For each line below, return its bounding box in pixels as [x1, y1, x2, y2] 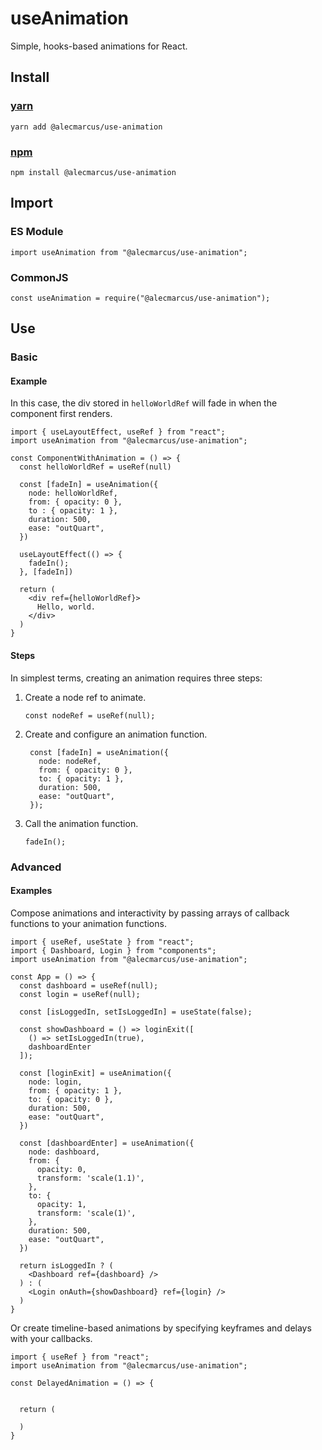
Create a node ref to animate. [24, 691, 147, 703]
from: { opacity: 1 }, [28, 1085, 123, 1096]
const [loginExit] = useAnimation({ [19, 1068, 172, 1078]
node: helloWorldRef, [28, 488, 118, 499]
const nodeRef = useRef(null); [24, 710, 156, 721]
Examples [10, 885, 53, 897]
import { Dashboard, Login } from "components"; [10, 945, 217, 956]
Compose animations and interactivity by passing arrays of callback [10, 907, 290, 919]
